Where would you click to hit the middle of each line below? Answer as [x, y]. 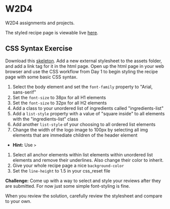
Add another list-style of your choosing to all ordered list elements [84, 124]
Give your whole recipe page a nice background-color [68, 165]
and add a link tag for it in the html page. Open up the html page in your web [85, 66]
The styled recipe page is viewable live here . [52, 32]
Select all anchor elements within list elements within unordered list [83, 154]
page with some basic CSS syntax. [41, 77]
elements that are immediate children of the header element [75, 135]
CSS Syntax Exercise [39, 49]
